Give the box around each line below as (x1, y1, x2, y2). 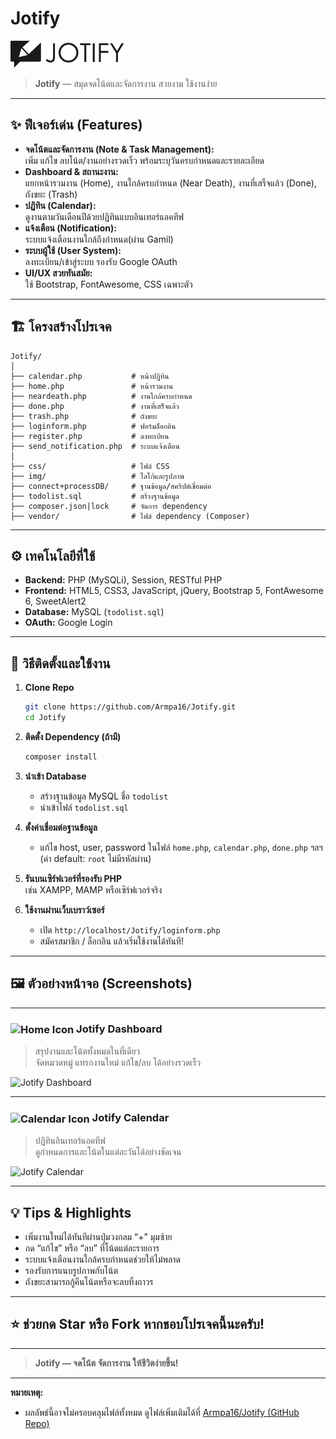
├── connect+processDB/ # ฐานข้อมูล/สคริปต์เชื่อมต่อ (10, 481, 212, 491)
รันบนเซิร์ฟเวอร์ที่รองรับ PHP (24, 872, 122, 884)
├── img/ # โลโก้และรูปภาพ (10, 471, 185, 481)
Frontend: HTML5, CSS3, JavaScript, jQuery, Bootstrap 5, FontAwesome (24, 585, 324, 597)
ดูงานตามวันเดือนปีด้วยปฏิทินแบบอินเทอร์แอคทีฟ (24, 210, 184, 222)
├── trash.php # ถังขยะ (10, 411, 158, 421)
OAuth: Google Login (24, 617, 113, 629)
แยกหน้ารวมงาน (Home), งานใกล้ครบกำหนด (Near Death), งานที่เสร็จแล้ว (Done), (24, 177, 317, 189)
